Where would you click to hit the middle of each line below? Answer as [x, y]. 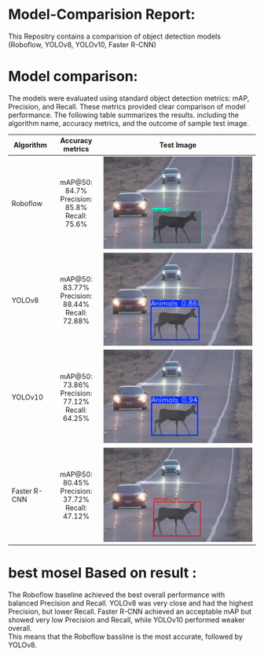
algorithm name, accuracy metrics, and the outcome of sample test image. [128, 123]
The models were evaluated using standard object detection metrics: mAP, [129, 98]
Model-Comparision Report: [102, 15]
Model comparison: [73, 77]
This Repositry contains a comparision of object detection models [115, 36]
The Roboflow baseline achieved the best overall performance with [117, 595]
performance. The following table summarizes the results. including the [124, 115]
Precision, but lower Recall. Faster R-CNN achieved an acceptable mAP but [130, 612]
